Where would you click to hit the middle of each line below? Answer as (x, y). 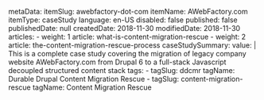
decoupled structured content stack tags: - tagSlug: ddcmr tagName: (122, 70)
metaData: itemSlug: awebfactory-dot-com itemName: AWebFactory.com (128, 12)
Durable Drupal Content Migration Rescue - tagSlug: (94, 79)
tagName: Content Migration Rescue (92, 87)
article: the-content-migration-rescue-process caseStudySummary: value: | (132, 45)
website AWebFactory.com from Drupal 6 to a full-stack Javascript (117, 62)
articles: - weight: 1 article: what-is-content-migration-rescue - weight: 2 (127, 37)
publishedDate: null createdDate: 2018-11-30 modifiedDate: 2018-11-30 (124, 28)
